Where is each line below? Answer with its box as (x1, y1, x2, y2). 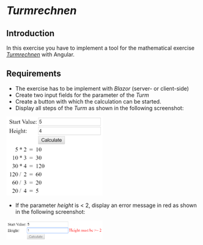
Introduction (6, 28, 55, 39)
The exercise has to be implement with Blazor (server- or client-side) (15, 85, 190, 92)
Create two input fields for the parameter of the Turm (15, 91, 149, 99)
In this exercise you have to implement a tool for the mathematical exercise (6, 44, 194, 51)
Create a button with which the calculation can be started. (15, 97, 161, 105)
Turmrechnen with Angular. (6, 51, 75, 58)
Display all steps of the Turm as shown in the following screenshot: (15, 104, 184, 111)
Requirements (6, 69, 61, 79)
